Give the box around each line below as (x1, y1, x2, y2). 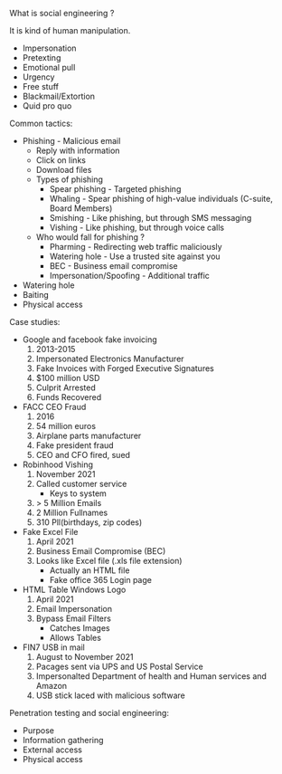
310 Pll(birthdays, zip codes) (35, 517, 143, 528)
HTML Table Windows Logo (22, 584, 127, 595)
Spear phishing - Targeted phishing (49, 184, 182, 194)
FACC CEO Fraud (22, 402, 87, 412)
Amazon (35, 681, 68, 691)
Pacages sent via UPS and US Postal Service (35, 661, 203, 672)
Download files (35, 165, 92, 175)
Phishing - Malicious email (22, 136, 121, 146)
